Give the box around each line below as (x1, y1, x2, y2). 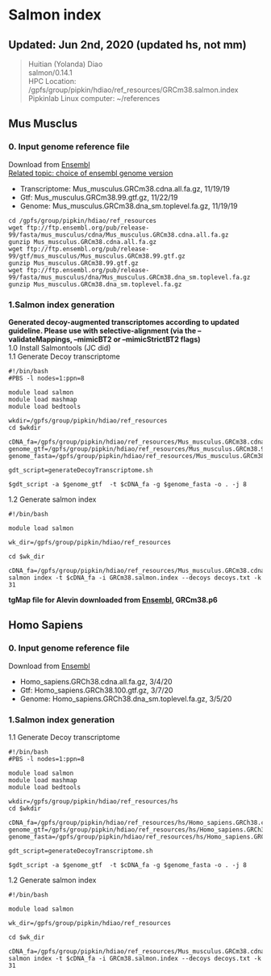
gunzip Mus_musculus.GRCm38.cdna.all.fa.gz (8, 238, 157, 246)
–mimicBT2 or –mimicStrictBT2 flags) (73, 334, 201, 344)
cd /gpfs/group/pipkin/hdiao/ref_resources (8, 217, 157, 225)
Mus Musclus (8, 117, 78, 131)
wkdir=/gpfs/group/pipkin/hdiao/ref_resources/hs (8, 797, 179, 806)
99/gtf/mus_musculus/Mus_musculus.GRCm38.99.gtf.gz (8, 252, 186, 260)
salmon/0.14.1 (27, 68, 73, 78)
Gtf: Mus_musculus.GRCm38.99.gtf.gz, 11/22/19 (19, 192, 178, 202)
